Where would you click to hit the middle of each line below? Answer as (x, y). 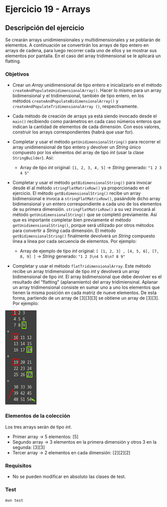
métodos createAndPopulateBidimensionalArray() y (65, 101)
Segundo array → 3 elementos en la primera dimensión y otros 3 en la (84, 442)
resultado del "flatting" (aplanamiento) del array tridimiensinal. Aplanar (85, 282)
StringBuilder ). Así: (33, 158)
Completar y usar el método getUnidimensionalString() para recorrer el (86, 142)
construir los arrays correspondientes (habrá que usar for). (73, 132)
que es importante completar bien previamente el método (72, 220)
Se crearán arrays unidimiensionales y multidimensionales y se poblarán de (83, 40)
